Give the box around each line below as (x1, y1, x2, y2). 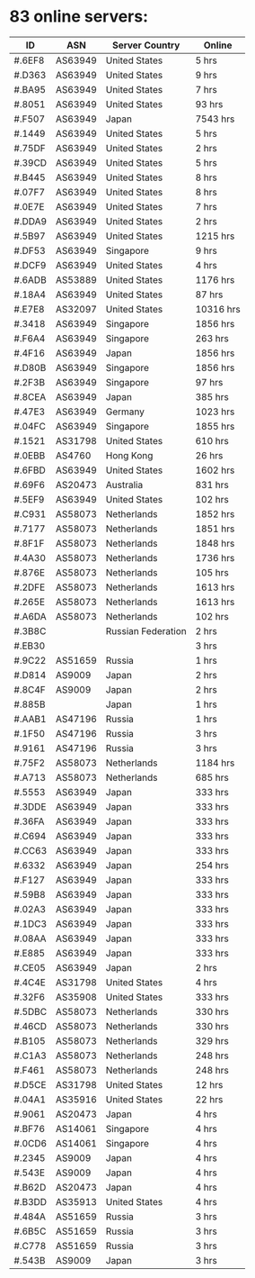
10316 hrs (195, 303, 241, 315)
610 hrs (195, 434, 229, 447)
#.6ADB (13, 273, 47, 286)
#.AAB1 (13, 712, 47, 725)
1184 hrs (195, 757, 235, 769)
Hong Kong (105, 449, 154, 461)
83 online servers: (9, 6, 149, 27)
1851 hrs (195, 522, 235, 535)
